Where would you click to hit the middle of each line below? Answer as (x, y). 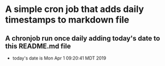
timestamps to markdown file (67, 20)
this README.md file (38, 46)
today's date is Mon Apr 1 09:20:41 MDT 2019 (59, 58)
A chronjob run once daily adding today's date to (83, 38)
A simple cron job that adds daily (74, 9)
